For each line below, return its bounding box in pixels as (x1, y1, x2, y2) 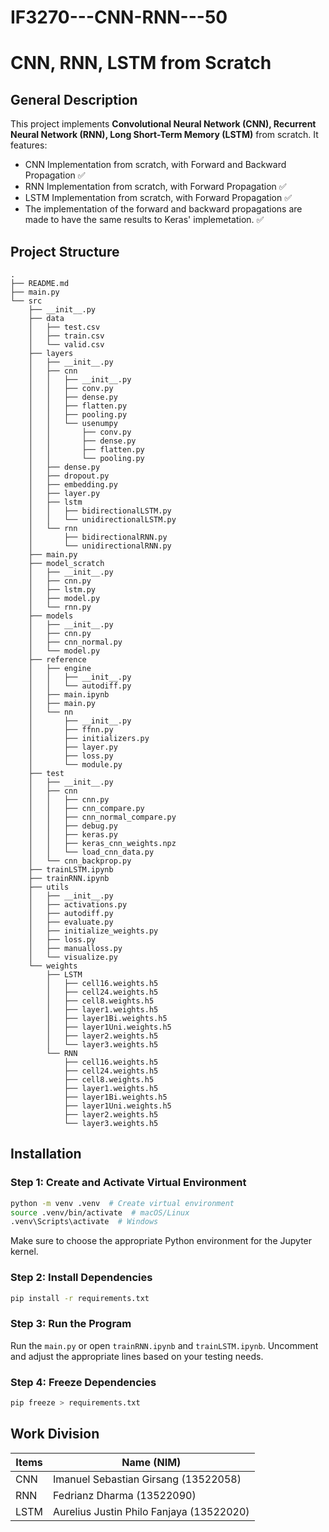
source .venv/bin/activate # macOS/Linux (10, 1207, 190, 1218)
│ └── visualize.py (28, 952, 118, 962)
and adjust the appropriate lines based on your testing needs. (10, 1350, 264, 1362)
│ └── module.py (28, 760, 123, 770)
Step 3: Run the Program (10, 1317, 132, 1331)
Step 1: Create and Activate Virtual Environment (10, 1176, 247, 1190)
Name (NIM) (121, 1455, 182, 1469)
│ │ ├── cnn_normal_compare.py (28, 812, 177, 822)
